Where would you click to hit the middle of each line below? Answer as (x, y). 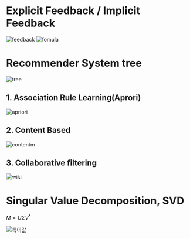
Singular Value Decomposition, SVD (95, 201)
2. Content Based (38, 130)
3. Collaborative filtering (51, 163)
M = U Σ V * (18, 217)
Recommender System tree (74, 63)
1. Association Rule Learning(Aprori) (74, 98)
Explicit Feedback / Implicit (73, 11)
